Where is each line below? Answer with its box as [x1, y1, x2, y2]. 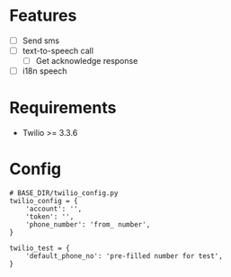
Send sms [22, 35, 60, 46]
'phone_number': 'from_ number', [25, 220, 151, 229]
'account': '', [25, 204, 83, 214]
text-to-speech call [22, 46, 94, 56]
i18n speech [22, 66, 67, 76]
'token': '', [25, 212, 75, 221]
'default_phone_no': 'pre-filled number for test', [25, 252, 223, 261]
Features [9, 5, 77, 26]
